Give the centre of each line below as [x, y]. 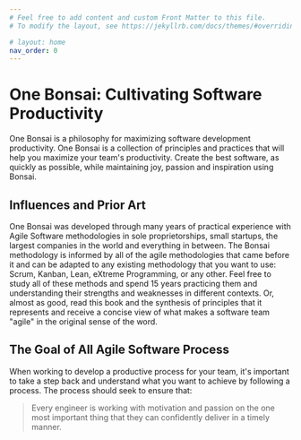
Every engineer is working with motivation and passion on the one [153, 408]
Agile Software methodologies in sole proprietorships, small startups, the [144, 236]
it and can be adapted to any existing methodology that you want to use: [142, 264]
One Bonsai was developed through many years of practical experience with [150, 226]
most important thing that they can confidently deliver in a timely [150, 417]
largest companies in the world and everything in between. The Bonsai [140, 246]
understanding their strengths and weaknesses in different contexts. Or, [142, 293]
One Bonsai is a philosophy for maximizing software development [130, 139]
